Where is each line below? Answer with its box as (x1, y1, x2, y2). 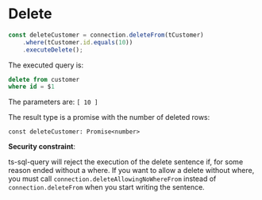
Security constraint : (8, 142, 76, 152)
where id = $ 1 (8, 83, 56, 91)
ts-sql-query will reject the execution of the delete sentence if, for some (8, 157, 244, 167)
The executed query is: (8, 60, 84, 70)
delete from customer (8, 75, 80, 83)
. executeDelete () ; (22, 45, 83, 54)
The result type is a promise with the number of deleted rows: (8, 113, 210, 122)
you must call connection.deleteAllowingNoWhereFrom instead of (8, 174, 217, 183)
